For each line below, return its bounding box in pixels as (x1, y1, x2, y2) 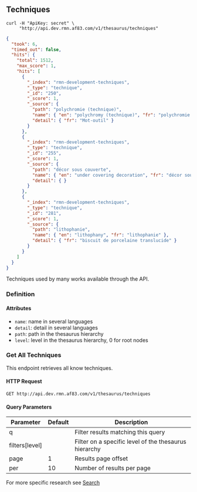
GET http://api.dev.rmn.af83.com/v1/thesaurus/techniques (6, 391, 151, 397)
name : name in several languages (14, 318, 93, 325)
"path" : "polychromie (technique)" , (32, 107, 122, 113)
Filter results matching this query (74, 428, 165, 436)
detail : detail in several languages (14, 324, 98, 331)
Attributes (6, 305, 32, 312)
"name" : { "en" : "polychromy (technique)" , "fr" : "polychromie (32, 112, 191, 118)
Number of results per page (74, 464, 151, 472)
